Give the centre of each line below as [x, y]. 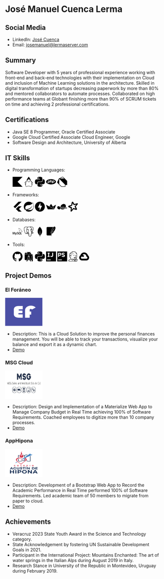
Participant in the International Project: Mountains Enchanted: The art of [86, 555]
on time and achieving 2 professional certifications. [57, 104]
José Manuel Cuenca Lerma [64, 9]
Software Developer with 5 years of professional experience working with [80, 72]
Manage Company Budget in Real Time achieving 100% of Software [82, 412]
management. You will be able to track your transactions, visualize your [85, 339]
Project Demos [28, 276]
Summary [21, 60]
